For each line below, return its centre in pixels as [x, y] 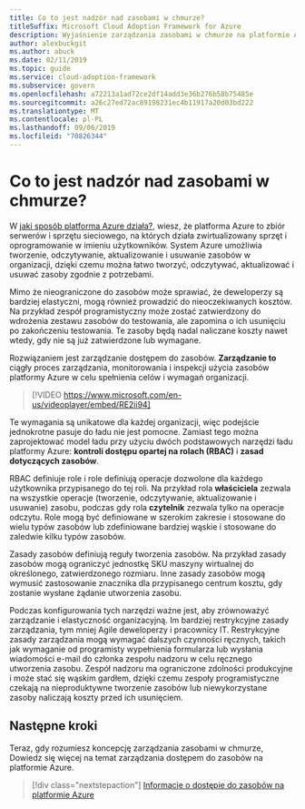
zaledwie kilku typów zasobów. [68, 536]
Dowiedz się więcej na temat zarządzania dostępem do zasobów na [136, 757]
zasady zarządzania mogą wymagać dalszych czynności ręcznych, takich [148, 639]
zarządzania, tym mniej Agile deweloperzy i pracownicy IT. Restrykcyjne [145, 630]
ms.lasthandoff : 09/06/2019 [63, 128]
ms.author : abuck [42, 52]
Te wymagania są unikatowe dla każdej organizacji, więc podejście [134, 422]
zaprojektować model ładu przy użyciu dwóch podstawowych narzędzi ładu [151, 441]
